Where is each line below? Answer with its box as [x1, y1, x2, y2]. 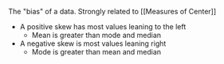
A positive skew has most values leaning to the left [19, 22, 187, 31]
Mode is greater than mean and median [31, 47, 162, 56]
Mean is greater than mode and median [31, 31, 162, 40]
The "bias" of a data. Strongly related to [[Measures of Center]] [8, 7, 217, 16]
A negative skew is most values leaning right [19, 39, 167, 48]
